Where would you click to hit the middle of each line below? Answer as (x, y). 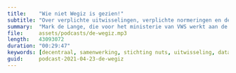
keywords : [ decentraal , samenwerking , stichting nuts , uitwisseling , (111, 53)
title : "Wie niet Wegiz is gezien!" (66, 14)
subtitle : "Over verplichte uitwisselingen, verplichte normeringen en (114, 20)
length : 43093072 (36, 40)
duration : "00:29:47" (39, 46)
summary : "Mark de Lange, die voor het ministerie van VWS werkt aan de (118, 26)
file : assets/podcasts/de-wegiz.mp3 (67, 33)
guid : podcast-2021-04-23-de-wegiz (66, 59)
